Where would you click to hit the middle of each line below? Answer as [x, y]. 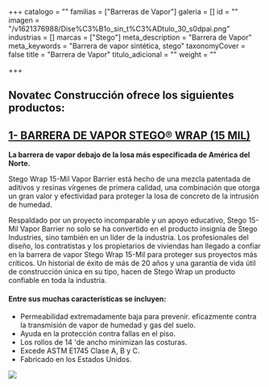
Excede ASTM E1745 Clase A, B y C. [80, 351]
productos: [37, 108]
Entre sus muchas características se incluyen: [87, 298]
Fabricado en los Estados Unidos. [76, 360]
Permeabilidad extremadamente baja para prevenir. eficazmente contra [138, 317]
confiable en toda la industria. [58, 281]
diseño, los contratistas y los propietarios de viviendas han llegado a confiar [135, 246]
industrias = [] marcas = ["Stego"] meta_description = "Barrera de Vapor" [130, 37]
